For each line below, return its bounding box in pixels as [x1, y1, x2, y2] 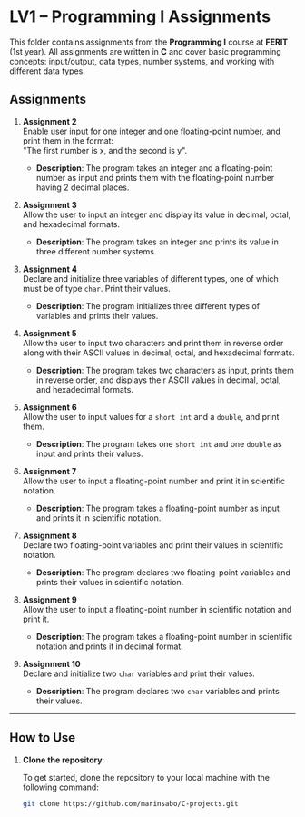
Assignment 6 [22, 402, 77, 413]
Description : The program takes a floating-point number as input [35, 503, 280, 513]
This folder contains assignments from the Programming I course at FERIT [9, 36, 289, 47]
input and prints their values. [35, 448, 143, 459]
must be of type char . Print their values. [22, 283, 171, 294]
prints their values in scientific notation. [35, 576, 184, 587]
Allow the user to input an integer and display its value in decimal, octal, [22, 209, 291, 220]
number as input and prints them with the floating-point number [35, 172, 275, 183]
